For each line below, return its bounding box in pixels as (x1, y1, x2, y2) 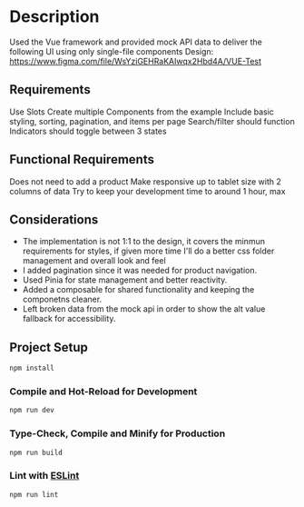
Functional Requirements (9, 152, 154, 167)
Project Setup (9, 339, 89, 355)
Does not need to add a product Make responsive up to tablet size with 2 (9, 175, 281, 187)
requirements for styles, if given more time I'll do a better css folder (22, 245, 275, 256)
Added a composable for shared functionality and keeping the (22, 284, 255, 295)
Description (9, 6, 100, 27)
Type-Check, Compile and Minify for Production (9, 427, 226, 440)
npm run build (9, 448, 64, 457)
